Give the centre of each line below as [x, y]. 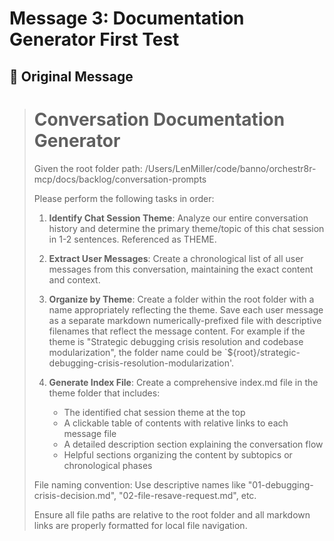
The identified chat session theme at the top [154, 412]
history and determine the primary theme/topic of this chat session [186, 228]
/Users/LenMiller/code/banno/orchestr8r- [230, 168]
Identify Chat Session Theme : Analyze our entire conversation [178, 218]
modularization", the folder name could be [135, 352]
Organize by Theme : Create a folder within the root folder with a [181, 299]
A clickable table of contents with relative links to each [176, 423]
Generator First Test [94, 39]
